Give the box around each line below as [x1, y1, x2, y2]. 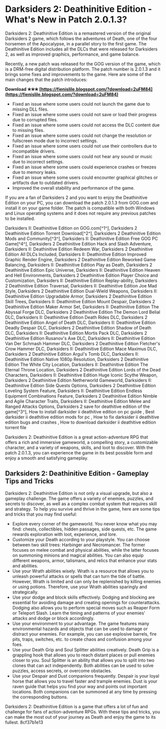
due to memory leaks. [12, 169, 57, 175]
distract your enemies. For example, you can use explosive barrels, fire [12, 631, 157, 637]
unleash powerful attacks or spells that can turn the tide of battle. [12, 573, 146, 579]
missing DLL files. [12, 106, 48, 112]
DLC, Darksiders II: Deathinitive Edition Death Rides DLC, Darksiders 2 [5, 314, 148, 320]
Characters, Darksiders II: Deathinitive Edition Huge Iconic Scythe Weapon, [5, 372, 158, 378]
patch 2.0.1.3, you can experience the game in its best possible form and [5, 449, 153, 455]
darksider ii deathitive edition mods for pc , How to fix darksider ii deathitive [5, 414, 160, 420]
